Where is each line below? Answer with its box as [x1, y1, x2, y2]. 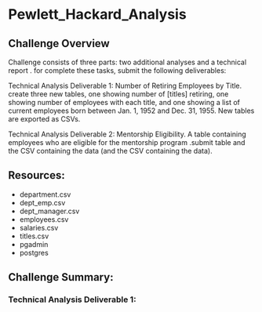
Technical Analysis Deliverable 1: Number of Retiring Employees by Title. [8, 81, 242, 90]
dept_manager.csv [19, 206, 80, 216]
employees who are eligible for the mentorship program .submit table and [8, 138, 246, 147]
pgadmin [19, 239, 49, 249]
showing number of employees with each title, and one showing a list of [8, 98, 241, 107]
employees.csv [19, 214, 69, 224]
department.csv [19, 190, 71, 199]
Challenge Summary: [8, 270, 114, 284]
